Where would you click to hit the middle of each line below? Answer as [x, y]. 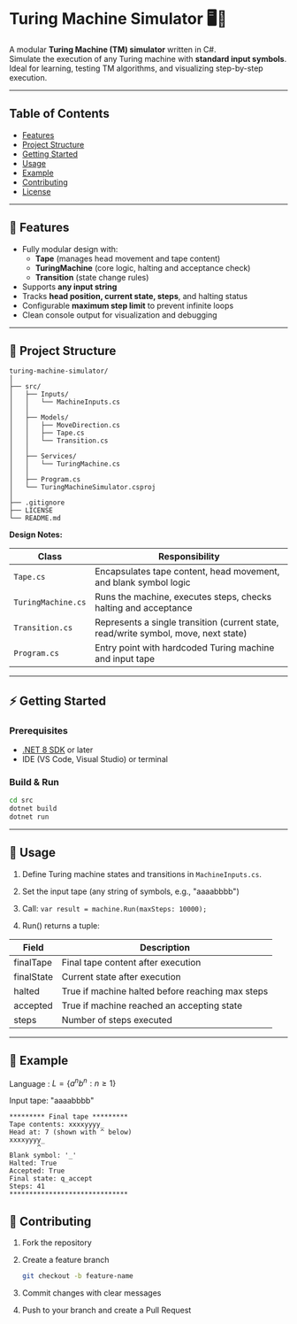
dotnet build [33, 809]
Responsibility [189, 557]
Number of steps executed [117, 1020]
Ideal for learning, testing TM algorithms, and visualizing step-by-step [136, 68]
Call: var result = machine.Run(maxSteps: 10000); [114, 908]
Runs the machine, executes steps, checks [183, 597]
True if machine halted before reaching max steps [165, 991]
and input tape [125, 659]
